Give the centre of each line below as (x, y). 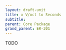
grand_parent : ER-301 (28, 29)
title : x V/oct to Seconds (33, 15)
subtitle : (15, 19)
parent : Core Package (28, 24)
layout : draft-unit (25, 10)
